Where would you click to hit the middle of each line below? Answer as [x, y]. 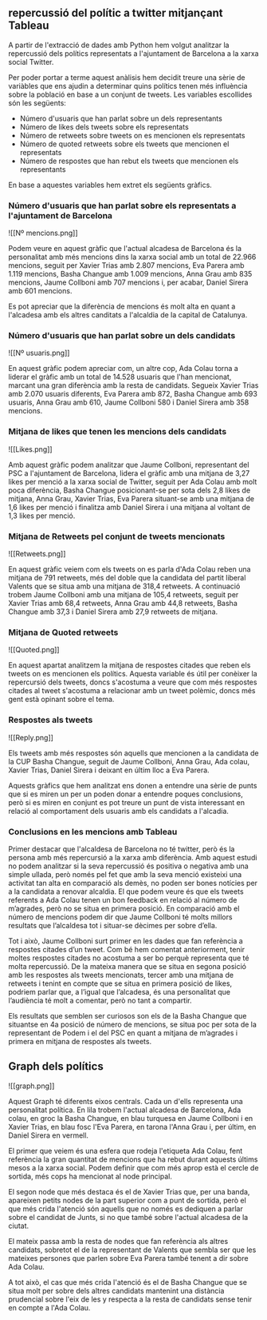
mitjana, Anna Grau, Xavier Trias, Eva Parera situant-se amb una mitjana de [132, 498]
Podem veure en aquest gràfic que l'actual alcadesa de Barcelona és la [125, 249]
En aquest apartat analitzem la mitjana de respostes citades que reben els [130, 665]
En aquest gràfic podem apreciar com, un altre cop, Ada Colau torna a [124, 369]
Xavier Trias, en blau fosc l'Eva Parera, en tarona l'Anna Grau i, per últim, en [132, 1127]
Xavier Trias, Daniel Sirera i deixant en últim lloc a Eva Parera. [109, 770]
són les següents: [37, 102]
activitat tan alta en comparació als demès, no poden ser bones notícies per [133, 883]
